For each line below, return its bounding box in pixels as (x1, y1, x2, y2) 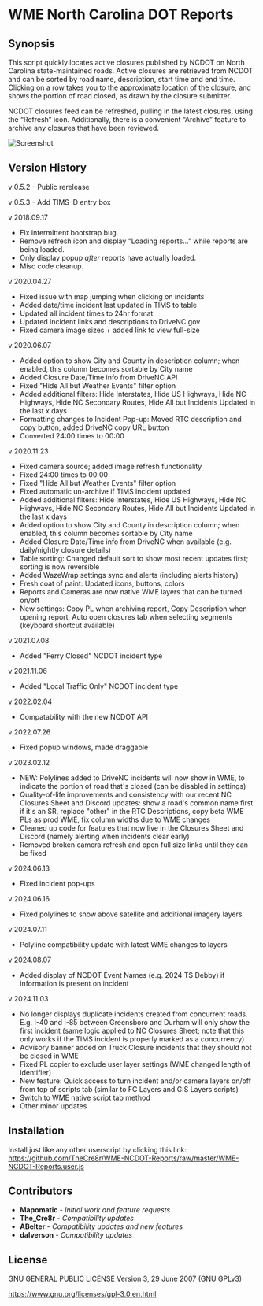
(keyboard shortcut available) (19, 620, 116, 630)
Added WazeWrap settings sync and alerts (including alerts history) (19, 570, 239, 579)
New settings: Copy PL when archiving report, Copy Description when (19, 604, 247, 613)
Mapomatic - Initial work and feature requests (19, 1205, 171, 1215)
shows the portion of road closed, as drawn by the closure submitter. (8, 91, 232, 100)
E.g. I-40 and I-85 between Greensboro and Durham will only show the (19, 1017, 250, 1027)
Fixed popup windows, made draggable (19, 742, 149, 752)
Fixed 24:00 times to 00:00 (19, 470, 109, 479)
